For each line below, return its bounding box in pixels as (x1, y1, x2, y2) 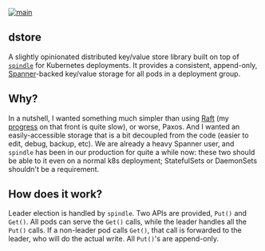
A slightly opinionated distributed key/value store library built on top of (8, 52, 239, 62)
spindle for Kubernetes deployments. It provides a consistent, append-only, (8, 60, 258, 70)
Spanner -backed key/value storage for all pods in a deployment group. (8, 69, 241, 78)
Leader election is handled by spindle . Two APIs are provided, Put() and (8, 209, 247, 218)
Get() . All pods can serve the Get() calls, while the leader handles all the (8, 217, 247, 227)
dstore (8, 30, 42, 44)
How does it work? (8, 188, 103, 201)
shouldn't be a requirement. (8, 164, 100, 173)
